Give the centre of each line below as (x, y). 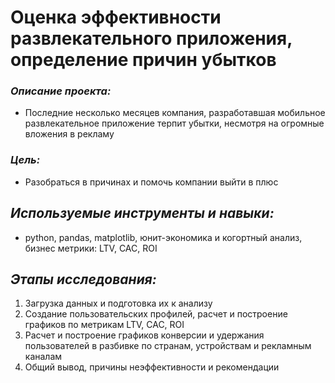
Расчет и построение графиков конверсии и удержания (144, 335)
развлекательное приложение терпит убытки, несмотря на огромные (174, 123)
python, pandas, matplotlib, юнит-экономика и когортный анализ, (163, 237)
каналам (43, 357)
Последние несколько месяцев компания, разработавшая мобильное (175, 113)
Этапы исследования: (83, 279)
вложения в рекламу (69, 134)
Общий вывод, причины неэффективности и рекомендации (152, 367)
